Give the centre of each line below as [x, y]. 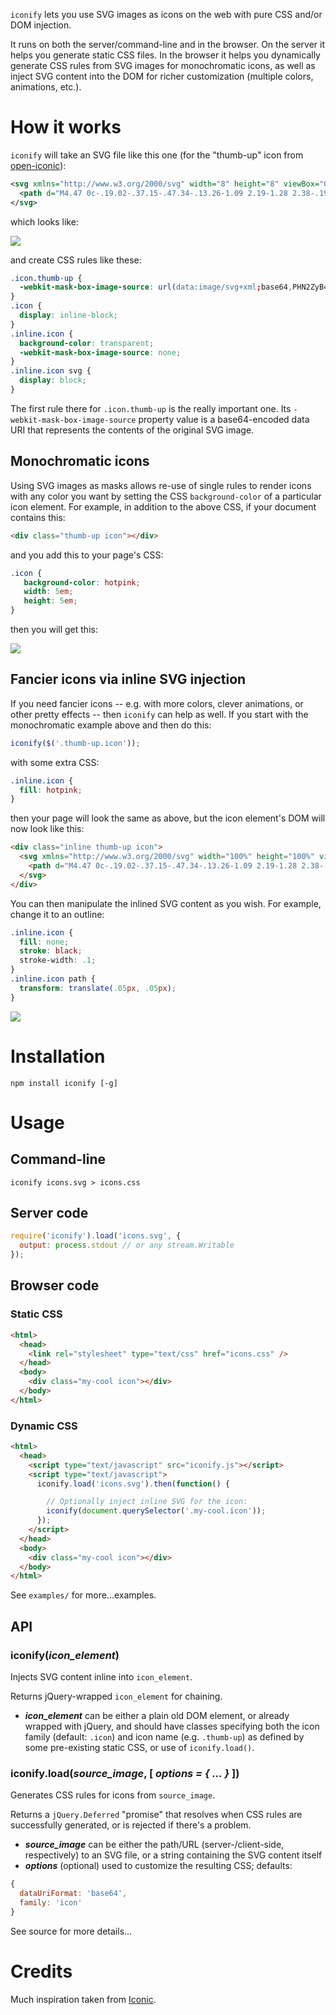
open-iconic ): [38, 165]
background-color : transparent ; [87, 343]
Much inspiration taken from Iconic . [83, 1999]
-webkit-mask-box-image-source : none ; [100, 352]
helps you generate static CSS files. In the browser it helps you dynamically [165, 55]
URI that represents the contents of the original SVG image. [132, 430]
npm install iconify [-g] [64, 1083]
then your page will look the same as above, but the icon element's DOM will [168, 818]
